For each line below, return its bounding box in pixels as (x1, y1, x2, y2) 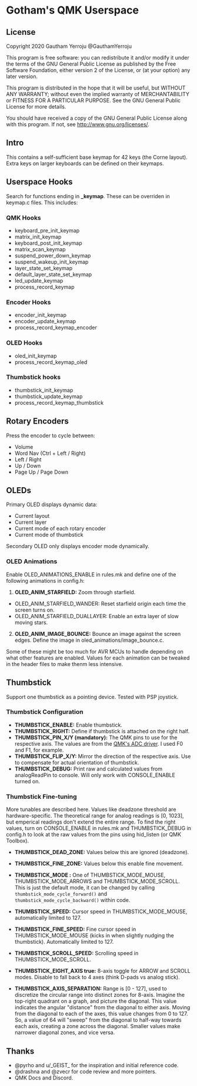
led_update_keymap (14, 277, 64, 284)
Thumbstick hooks (6, 373, 61, 381)
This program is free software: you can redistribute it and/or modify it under (6, 54, 189, 61)
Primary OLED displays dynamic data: (6, 501, 98, 508)
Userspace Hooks (6, 177, 73, 187)
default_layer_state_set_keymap (14, 271, 92, 278)
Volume (14, 443, 34, 450)
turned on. (14, 777, 40, 785)
